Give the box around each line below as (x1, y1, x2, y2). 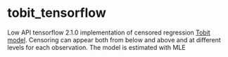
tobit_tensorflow (7, 5, 107, 21)
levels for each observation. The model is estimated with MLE (7, 43, 186, 51)
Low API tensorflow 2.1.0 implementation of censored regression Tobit (7, 28, 211, 37)
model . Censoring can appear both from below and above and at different (7, 35, 222, 44)
